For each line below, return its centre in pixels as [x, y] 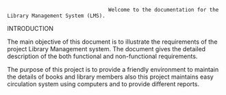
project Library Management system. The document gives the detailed [106, 49]
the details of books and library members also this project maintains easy [110, 77]
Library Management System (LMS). [56, 16]
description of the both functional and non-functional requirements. [102, 56]
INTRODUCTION [30, 28]
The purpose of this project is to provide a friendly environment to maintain [113, 69]
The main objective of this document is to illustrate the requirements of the [112, 42]
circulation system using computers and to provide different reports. [103, 84]
